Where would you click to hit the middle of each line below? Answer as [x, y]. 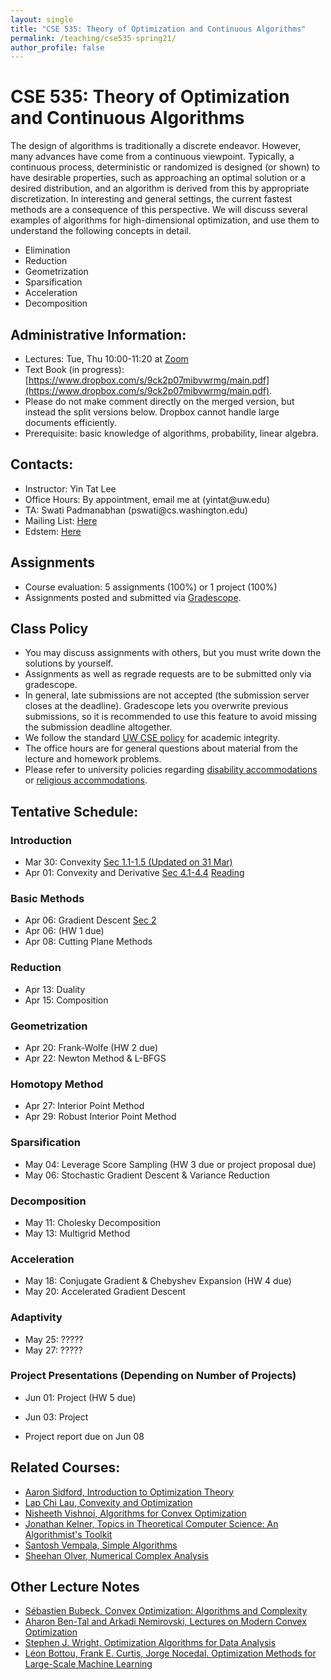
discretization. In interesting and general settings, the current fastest [151, 199]
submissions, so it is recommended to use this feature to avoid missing [171, 717]
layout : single [42, 19]
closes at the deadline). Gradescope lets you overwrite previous [156, 706]
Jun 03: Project [56, 1417]
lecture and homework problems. [93, 759]
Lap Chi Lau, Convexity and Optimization [108, 1502]
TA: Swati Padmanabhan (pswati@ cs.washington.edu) [136, 510]
